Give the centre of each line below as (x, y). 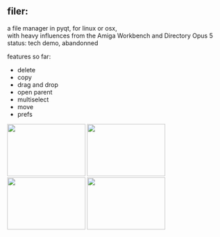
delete (26, 70)
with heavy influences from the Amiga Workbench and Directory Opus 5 (110, 35)
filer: (18, 11)
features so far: (29, 56)
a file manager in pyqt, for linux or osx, (62, 28)
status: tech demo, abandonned (53, 43)
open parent (35, 92)
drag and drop (38, 84)
